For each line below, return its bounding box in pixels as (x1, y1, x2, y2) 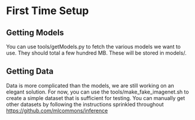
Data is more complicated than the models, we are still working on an (6, 82, 174, 89)
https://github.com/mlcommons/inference (6, 107, 108, 114)
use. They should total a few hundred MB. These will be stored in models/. (6, 49, 187, 56)
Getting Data (6, 66, 54, 76)
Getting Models (6, 28, 64, 38)
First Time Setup (6, 4, 89, 18)
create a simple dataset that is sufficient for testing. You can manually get (6, 94, 185, 101)
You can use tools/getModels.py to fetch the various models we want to (6, 43, 181, 50)
